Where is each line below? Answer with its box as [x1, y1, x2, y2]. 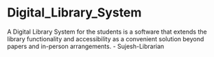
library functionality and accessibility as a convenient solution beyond [7, 34, 204, 43]
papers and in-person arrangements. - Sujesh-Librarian [7, 42, 165, 50]
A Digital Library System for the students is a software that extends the [7, 27, 207, 36]
